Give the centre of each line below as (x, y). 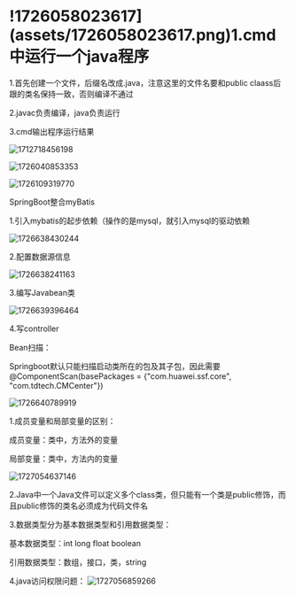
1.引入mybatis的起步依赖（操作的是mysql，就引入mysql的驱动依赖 (130, 220)
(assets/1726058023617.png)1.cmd (143, 35)
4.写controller (34, 328)
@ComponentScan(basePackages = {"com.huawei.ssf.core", (120, 376)
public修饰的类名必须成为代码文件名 (82, 506)
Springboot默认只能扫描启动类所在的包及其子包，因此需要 (115, 366)
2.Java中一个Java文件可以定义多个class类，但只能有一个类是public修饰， (144, 494)
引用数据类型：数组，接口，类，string (78, 562)
